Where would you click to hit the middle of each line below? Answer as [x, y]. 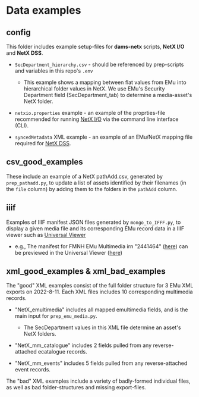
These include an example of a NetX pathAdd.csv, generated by [85, 176]
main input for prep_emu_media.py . [56, 316]
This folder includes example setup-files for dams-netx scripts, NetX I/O [95, 46]
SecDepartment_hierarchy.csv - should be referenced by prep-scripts [99, 64]
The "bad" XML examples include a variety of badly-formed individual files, [98, 381]
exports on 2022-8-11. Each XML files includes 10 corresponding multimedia [99, 292]
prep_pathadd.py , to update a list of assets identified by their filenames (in [96, 183]
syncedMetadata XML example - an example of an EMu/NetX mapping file [104, 137]
